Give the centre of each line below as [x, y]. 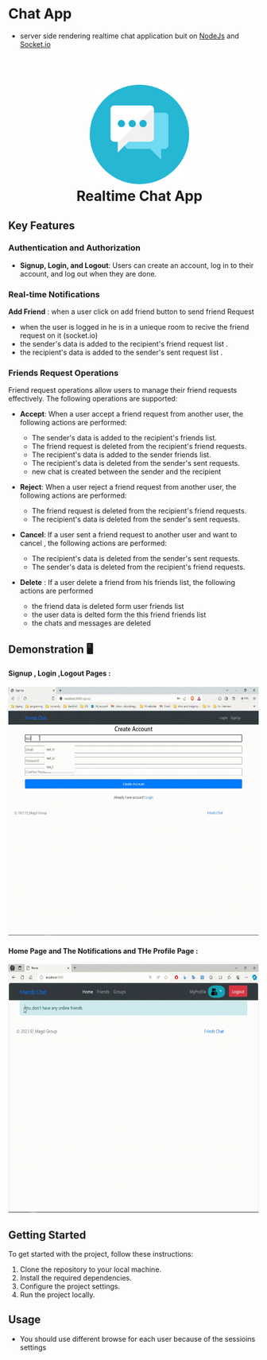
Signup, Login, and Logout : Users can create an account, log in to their [137, 265]
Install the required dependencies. [76, 1278]
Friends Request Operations [64, 373]
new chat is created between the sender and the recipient [126, 472]
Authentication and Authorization [74, 248]
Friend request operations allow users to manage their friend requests [123, 390]
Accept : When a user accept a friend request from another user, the [132, 414]
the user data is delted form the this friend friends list [119, 615]
